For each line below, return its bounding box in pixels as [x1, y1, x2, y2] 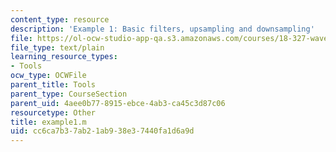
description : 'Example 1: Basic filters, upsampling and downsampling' [10, 24, 315, 34]
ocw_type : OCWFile [10, 71, 87, 81]
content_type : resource [10, 14, 110, 25]
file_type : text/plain [10, 42, 105, 53]
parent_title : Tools [10, 80, 97, 90]
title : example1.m [10, 117, 87, 127]
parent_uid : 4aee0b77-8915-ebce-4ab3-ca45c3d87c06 [10, 98, 226, 108]
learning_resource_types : [10, 52, 118, 62]
